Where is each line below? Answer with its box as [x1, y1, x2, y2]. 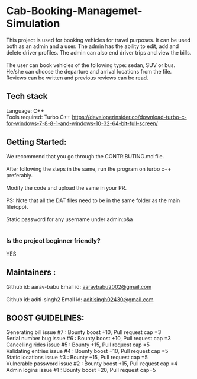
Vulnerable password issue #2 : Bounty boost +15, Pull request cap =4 [6, 360, 178, 367]
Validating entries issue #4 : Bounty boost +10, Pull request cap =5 [6, 348, 169, 355]
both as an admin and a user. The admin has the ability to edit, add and [6, 43, 179, 50]
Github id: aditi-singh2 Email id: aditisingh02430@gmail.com [6, 295, 154, 303]
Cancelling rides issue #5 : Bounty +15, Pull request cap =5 [6, 341, 150, 348]
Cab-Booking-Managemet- [6, 4, 143, 18]
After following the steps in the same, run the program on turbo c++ [6, 165, 172, 173]
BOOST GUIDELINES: [6, 313, 85, 323]
